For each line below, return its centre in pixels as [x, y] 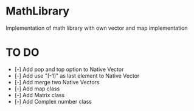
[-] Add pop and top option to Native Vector [69, 69]
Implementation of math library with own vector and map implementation [97, 28]
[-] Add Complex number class [53, 101]
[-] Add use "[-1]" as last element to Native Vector [77, 76]
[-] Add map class [37, 89]
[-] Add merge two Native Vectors [57, 82]
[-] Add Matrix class [40, 95]
